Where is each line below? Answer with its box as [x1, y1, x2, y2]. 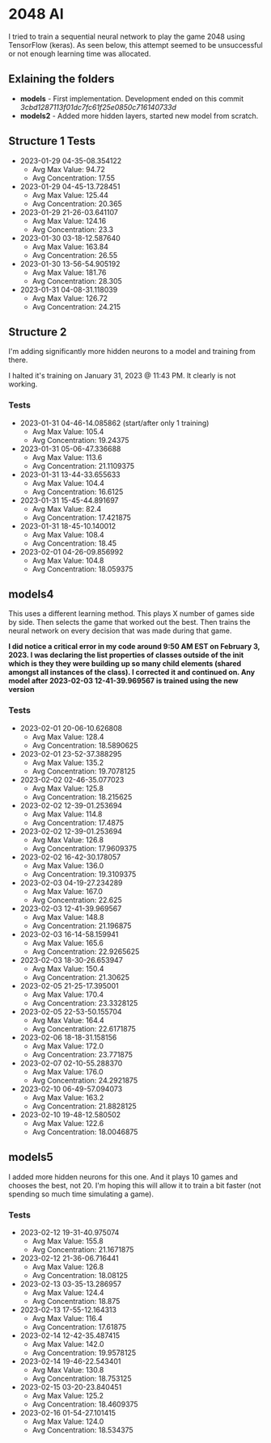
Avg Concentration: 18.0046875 [32, 1127, 138, 1137]
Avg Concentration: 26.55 [32, 250, 118, 259]
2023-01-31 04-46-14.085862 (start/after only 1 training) [19, 418, 210, 428]
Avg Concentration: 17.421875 [32, 513, 131, 522]
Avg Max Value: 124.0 [32, 1416, 104, 1426]
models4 [8, 588, 54, 601]
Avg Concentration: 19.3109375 [32, 869, 137, 879]
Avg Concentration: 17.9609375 [32, 843, 138, 853]
